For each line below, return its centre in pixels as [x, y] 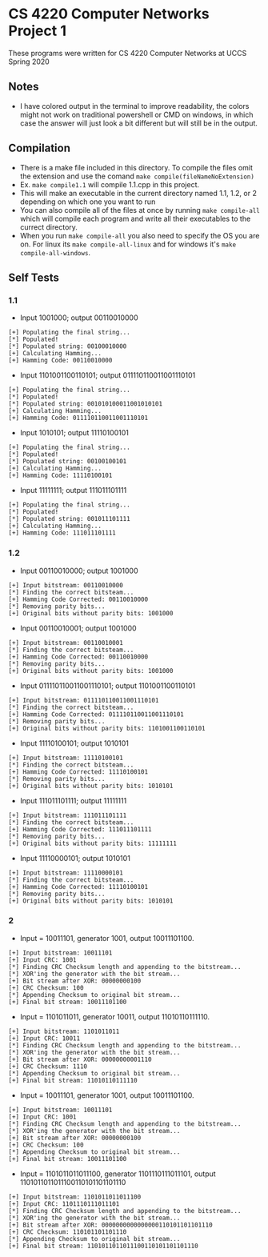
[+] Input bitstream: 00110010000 [66, 585]
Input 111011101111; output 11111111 [73, 800]
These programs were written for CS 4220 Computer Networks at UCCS [128, 53]
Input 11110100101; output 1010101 [74, 743]
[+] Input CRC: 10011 [44, 1038]
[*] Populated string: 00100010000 [68, 346]
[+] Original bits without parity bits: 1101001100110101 [107, 728]
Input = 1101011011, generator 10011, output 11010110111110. [115, 1016]
